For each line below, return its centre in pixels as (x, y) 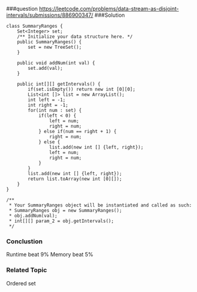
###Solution (110, 15)
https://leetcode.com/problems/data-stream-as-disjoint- (109, 9)
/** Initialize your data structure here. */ (75, 37)
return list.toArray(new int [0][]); (75, 179)
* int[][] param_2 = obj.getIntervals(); (61, 221)
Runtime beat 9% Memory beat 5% (50, 255)
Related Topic (27, 270)
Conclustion (25, 241)
